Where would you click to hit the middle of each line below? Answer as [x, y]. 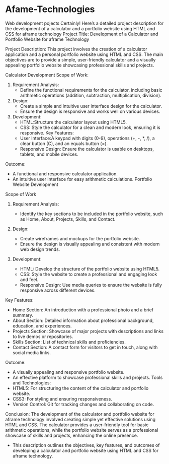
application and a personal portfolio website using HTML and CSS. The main [84, 54]
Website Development [35, 184]
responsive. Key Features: [47, 132]
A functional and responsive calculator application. [65, 174]
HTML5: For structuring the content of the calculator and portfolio [80, 388]
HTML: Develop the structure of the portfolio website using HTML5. [90, 269]
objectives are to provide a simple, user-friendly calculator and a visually [80, 59]
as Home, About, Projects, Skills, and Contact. [68, 219]
